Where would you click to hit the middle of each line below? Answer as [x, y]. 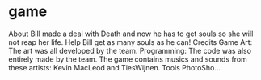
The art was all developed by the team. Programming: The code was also [130, 50]
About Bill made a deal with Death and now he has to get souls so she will [131, 34]
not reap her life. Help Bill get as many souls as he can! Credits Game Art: [130, 42]
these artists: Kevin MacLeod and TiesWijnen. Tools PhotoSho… [114, 67]
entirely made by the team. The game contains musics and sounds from [128, 59]
